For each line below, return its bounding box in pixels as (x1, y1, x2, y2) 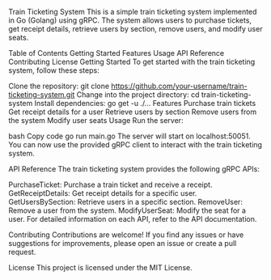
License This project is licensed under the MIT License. (8, 263, 193, 272)
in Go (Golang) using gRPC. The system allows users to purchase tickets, (8, 15, 252, 25)
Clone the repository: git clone (8, 81, 110, 91)
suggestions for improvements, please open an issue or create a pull (8, 239, 237, 248)
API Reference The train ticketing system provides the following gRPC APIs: (8, 164, 260, 173)
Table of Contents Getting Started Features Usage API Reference (8, 49, 225, 57)
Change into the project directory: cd (76, 90, 200, 100)
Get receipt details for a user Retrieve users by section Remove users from (8, 107, 257, 117)
